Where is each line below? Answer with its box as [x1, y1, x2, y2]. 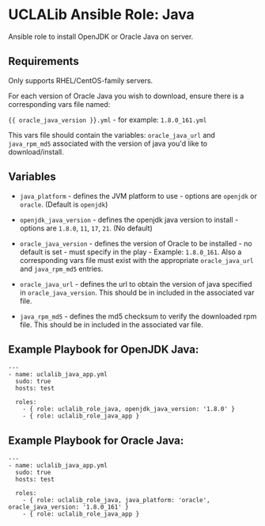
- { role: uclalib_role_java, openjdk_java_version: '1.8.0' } [22, 406, 236, 414]
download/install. [8, 147, 65, 156]
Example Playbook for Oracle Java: [8, 433, 184, 447]
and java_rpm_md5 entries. [19, 264, 104, 273]
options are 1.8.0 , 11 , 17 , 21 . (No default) [19, 223, 153, 233]
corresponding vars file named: [8, 99, 111, 109]
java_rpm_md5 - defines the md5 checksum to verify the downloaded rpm [19, 311, 257, 321]
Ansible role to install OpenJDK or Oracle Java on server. [8, 32, 194, 41]
